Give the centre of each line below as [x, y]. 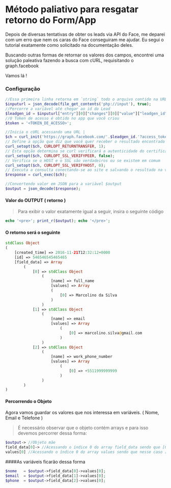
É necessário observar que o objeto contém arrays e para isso [83, 428]
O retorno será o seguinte [33, 232]
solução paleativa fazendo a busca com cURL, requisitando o [69, 60]
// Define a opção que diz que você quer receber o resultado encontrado [85, 142]
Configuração [23, 89]
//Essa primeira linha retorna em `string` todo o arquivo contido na [82, 99]
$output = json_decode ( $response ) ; [43, 189]
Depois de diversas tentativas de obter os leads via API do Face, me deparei [85, 34]
